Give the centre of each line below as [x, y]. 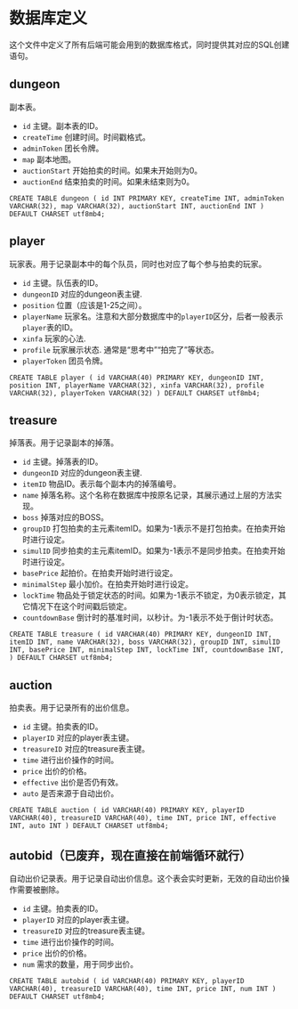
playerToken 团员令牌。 [65, 361]
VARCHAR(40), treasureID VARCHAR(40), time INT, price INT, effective [143, 818]
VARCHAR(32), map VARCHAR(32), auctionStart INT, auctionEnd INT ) [137, 206]
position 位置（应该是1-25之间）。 [84, 305]
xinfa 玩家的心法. [54, 338]
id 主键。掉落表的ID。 [62, 462]
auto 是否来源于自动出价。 [70, 793]
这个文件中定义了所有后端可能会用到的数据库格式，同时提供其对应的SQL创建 [149, 45]
